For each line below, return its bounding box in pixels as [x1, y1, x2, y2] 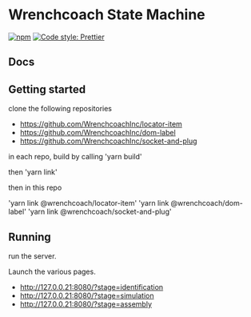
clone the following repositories [8, 104, 112, 114]
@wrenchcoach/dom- [170, 199, 244, 208]
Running [8, 230, 52, 243]
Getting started [8, 82, 86, 96]
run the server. [8, 251, 57, 261]
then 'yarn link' [8, 167, 58, 177]
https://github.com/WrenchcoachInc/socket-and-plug [19, 136, 197, 146]
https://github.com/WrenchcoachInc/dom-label [19, 128, 176, 138]
